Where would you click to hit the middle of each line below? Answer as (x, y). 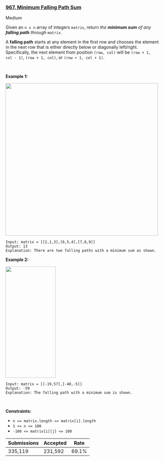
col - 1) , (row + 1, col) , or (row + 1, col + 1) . (55, 58)
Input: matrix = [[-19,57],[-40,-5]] (44, 384)
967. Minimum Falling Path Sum (44, 7)
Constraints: (19, 411)
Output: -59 (18, 389)
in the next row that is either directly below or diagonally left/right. (72, 47)
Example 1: (17, 77)
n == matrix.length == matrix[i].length (54, 421)
